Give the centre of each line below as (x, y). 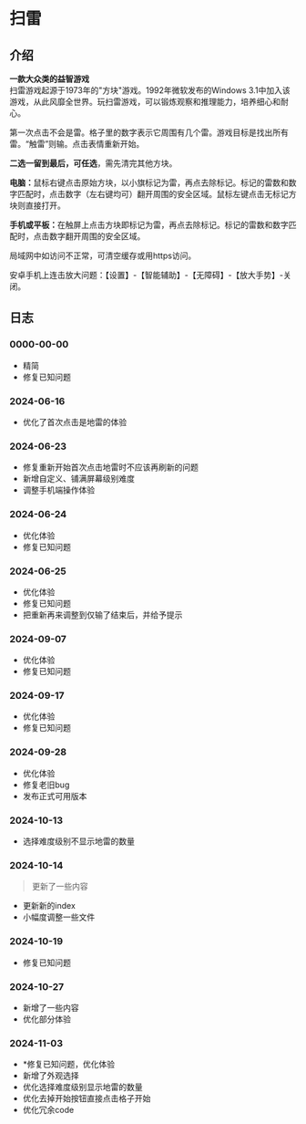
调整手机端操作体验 (59, 490)
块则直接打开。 (37, 205)
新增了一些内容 (51, 1007)
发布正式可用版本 (55, 796)
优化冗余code (48, 1110)
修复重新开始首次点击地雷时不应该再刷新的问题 (110, 467)
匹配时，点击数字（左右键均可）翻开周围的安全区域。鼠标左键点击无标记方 (157, 194)
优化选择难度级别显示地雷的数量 (82, 1088)
